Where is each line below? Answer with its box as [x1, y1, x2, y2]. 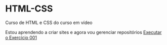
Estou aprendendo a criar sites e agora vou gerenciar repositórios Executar [5, 29, 162, 35]
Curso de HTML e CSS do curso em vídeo [5, 19, 93, 25]
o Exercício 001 [5, 34, 37, 40]
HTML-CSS [5, 3, 53, 14]
